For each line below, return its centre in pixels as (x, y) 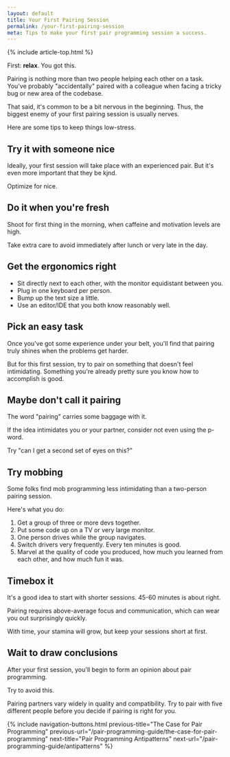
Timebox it (30, 581)
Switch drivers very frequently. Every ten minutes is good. (99, 545)
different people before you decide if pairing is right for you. (92, 711)
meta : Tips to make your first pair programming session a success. (107, 33)
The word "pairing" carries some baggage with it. (77, 417)
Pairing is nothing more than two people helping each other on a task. (106, 79)
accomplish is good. (36, 378)
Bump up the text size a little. (58, 298)
